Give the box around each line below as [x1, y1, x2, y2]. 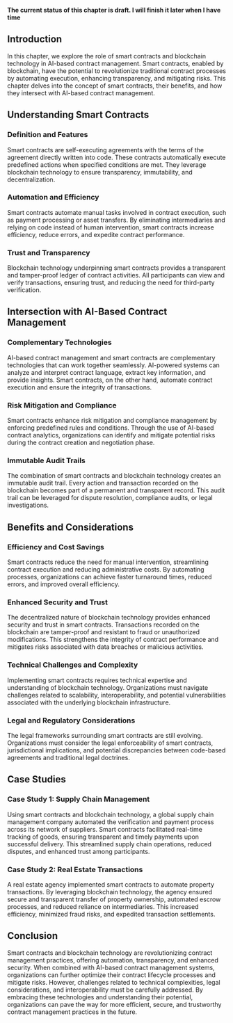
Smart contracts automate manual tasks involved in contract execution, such [7, 208, 227, 216]
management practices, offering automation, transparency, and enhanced [7, 956, 219, 964]
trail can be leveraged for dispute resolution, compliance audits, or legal [7, 494, 214, 502]
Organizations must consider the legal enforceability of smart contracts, [7, 739, 214, 747]
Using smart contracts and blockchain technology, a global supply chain [7, 810, 214, 819]
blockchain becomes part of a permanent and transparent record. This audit [7, 486, 225, 494]
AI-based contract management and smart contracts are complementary [7, 353, 216, 362]
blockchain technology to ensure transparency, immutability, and [7, 168, 193, 176]
